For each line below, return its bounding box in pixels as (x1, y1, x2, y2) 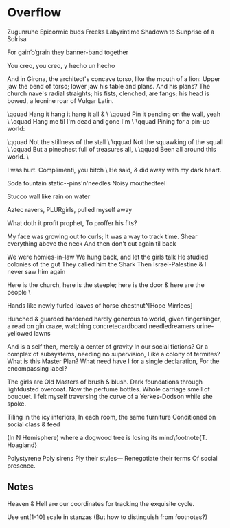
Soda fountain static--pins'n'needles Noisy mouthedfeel (7, 179, 166, 187)
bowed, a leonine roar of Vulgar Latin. (7, 96, 114, 104)
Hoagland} (7, 441, 38, 449)
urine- (196, 321, 214, 330)
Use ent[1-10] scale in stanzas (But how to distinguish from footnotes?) (7, 513, 208, 521)
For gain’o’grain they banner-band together (7, 48, 129, 56)
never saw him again (7, 267, 66, 275)
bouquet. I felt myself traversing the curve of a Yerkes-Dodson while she (7, 392, 213, 400)
